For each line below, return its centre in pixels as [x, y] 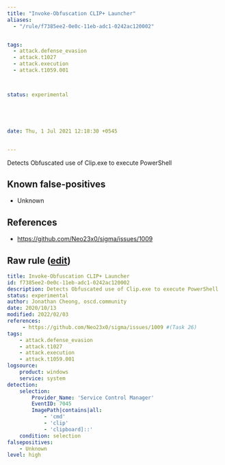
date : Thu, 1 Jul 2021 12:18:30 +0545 [62, 131]
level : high [24, 455]
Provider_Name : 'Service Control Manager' [93, 398]
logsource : [23, 366]
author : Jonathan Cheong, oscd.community [67, 302]
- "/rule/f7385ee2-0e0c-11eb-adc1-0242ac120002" [84, 26]
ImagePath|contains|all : [67, 410]
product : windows [44, 372]
